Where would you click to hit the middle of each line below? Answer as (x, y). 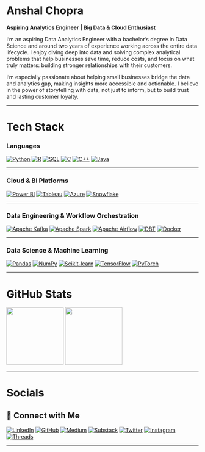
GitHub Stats (39, 294)
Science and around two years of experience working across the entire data (102, 46)
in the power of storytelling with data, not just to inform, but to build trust (98, 90)
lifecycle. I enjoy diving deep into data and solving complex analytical (93, 52)
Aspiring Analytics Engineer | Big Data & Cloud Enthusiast (81, 27)
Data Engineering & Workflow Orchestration (73, 215)
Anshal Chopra (45, 11)
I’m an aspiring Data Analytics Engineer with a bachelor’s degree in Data (97, 39)
